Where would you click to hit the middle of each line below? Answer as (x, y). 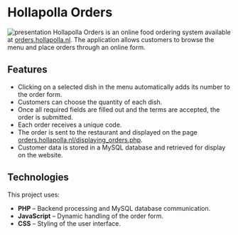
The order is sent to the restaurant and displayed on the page (107, 132)
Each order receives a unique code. (70, 125)
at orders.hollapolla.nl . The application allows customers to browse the (111, 39)
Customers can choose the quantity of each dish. (90, 102)
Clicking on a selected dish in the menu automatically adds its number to (124, 87)
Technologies (38, 178)
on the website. (40, 155)
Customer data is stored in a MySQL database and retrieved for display (121, 147)
